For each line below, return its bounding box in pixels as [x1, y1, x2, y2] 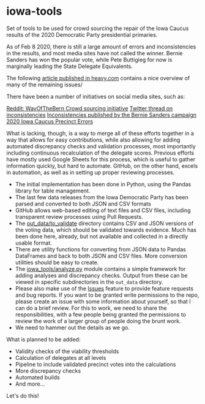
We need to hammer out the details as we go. [15, 324, 130, 331]
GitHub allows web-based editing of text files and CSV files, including [15, 207, 191, 214]
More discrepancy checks [15, 367, 81, 375]
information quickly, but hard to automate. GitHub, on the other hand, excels [6, 162, 198, 169]
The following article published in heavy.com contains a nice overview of [6, 74, 190, 82]
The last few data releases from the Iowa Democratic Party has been [15, 193, 188, 200]
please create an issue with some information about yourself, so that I [15, 297, 191, 305]
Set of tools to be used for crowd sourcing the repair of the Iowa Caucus [6, 25, 189, 32]
